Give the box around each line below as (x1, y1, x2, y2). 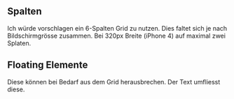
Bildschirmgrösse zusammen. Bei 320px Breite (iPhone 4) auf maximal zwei (7, 31, 226, 40)
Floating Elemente (7, 59, 88, 71)
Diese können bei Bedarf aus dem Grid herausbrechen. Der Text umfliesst (7, 77, 221, 86)
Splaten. (7, 38, 32, 47)
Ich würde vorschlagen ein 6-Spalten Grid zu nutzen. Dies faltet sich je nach (7, 24, 228, 32)
